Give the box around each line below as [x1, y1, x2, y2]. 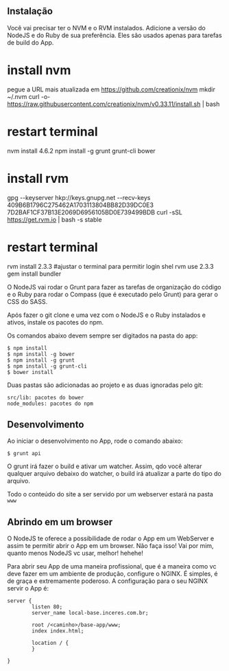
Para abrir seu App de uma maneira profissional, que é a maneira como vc [7, 562, 217, 571]
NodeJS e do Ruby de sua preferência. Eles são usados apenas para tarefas [7, 31, 222, 39]
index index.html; [32, 628, 84, 635]
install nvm [7, 63, 71, 78]
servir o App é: [7, 584, 49, 593]
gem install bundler [7, 269, 62, 278]
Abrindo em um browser [7, 516, 113, 528]
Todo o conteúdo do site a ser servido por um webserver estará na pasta [7, 490, 214, 498]
